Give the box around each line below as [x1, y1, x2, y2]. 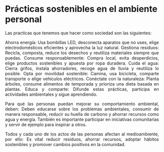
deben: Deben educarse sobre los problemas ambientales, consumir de [5, 106, 159, 112]
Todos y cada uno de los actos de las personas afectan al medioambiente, [5, 131, 159, 137]
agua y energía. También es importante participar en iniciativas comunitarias [5, 116, 159, 122]
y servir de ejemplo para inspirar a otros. [5, 121, 87, 128]
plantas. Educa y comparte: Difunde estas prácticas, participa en [5, 86, 159, 92]
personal [5, 14, 42, 25]
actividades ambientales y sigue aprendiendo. [5, 91, 98, 97]
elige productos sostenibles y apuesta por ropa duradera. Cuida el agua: [5, 60, 159, 66]
